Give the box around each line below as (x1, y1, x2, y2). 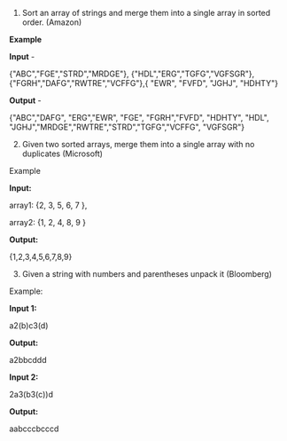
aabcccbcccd (9, 423, 59, 434)
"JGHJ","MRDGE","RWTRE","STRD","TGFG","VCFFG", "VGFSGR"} (9, 122, 245, 132)
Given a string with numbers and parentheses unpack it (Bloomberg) (21, 269, 273, 279)
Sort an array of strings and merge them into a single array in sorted (21, 8, 271, 18)
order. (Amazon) (21, 17, 82, 28)
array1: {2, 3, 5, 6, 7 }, (9, 200, 88, 210)
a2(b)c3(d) (9, 320, 49, 331)
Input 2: (9, 372, 39, 382)
